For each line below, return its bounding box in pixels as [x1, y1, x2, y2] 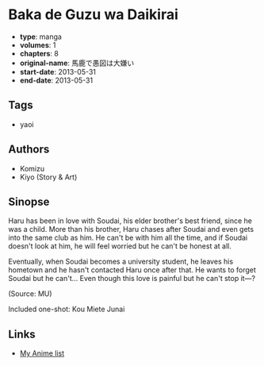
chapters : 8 [19, 48, 59, 58]
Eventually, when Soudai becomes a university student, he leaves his [8, 256, 234, 267]
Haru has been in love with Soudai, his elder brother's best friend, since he [8, 216, 252, 225]
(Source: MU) [8, 289, 53, 299]
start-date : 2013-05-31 [19, 67, 97, 76]
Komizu [19, 164, 45, 173]
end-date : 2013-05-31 [19, 75, 94, 85]
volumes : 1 [19, 40, 56, 49]
